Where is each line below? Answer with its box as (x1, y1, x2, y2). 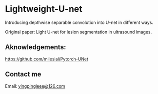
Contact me (5, 70, 41, 78)
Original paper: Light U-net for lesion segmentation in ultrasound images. (5, 29, 152, 35)
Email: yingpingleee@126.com (5, 83, 65, 89)
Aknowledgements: (5, 43, 66, 52)
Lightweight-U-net (5, 3, 83, 15)
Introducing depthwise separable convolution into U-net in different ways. (5, 19, 154, 25)
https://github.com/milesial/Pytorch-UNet (5, 56, 89, 62)
